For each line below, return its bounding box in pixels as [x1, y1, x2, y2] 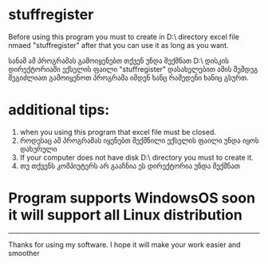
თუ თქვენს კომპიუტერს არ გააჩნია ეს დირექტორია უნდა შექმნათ [19, 161, 241, 171]
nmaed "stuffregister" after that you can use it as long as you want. [8, 40, 229, 49]
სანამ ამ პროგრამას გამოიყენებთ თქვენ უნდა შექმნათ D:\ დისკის [8, 56, 230, 65]
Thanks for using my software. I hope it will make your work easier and [8, 239, 241, 249]
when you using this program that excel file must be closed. [19, 127, 217, 136]
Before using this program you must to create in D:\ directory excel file [8, 32, 239, 41]
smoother [8, 248, 40, 258]
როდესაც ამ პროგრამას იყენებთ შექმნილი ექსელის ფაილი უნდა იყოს [19, 136, 259, 145]
